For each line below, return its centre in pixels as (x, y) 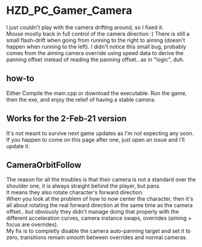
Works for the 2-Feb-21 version (67, 119)
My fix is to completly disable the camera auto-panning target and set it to (99, 231)
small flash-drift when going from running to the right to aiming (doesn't (96, 40)
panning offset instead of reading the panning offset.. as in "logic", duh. (95, 59)
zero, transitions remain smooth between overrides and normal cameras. (97, 237)
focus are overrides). (32, 225)
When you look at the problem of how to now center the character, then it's (100, 199)
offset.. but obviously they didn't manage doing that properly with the (93, 212)
